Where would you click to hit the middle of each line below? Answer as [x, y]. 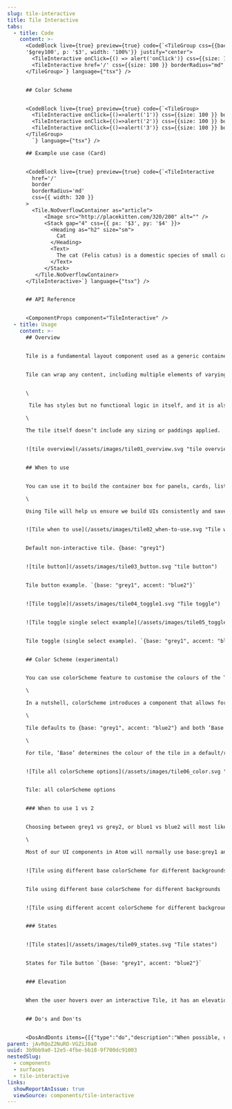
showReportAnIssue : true [49, 1089]
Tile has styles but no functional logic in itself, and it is [122, 405]
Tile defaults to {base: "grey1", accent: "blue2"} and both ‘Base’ [126, 728]
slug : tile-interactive [41, 13]
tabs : [15, 26]
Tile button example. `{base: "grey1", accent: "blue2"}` [110, 585]
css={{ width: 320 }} [63, 198]
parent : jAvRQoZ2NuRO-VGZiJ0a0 [52, 1044]
